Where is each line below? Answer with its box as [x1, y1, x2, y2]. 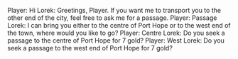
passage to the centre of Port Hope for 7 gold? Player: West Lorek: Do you [7, 36, 225, 45]
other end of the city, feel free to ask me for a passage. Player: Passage [7, 14, 217, 22]
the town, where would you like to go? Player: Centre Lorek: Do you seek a [7, 28, 225, 37]
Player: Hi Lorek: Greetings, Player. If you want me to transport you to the [7, 6, 222, 14]
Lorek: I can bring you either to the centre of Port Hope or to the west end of [7, 21, 231, 29]
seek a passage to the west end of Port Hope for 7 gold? [7, 44, 173, 52]
